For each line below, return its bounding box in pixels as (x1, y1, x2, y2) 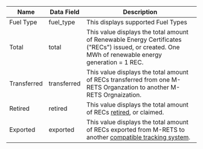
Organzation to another (103, 83, 169, 91)
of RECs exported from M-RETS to (86, 125, 185, 134)
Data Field (50, 8, 80, 16)
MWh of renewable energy (86, 51, 162, 59)
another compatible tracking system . (86, 133, 191, 141)
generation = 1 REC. (86, 58, 144, 66)
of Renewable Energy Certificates (86, 36, 182, 44)
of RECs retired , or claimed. (86, 108, 164, 116)
